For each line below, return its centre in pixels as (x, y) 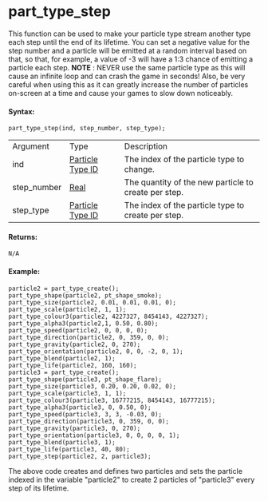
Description (146, 146)
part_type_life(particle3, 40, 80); (69, 449)
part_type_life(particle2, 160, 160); (73, 365)
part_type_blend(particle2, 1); (62, 358)
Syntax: (22, 111)
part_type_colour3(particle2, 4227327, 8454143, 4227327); (108, 316)
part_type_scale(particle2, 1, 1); (67, 309)
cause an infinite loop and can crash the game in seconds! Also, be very (127, 76)
